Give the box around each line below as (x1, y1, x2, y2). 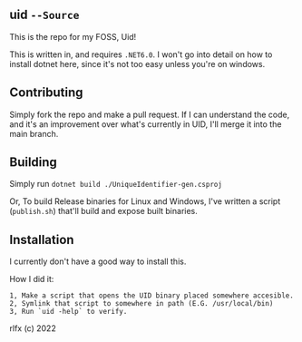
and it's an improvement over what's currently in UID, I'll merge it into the (9, 118, 282, 130)
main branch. (9, 128, 59, 139)
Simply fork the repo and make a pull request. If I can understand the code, (9, 109, 290, 120)
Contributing (9, 85, 83, 101)
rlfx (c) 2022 (9, 323, 56, 334)
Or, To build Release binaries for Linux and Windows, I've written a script (9, 196, 281, 207)
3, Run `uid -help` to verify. (9, 308, 128, 317)
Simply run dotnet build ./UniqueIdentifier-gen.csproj (9, 179, 222, 190)
